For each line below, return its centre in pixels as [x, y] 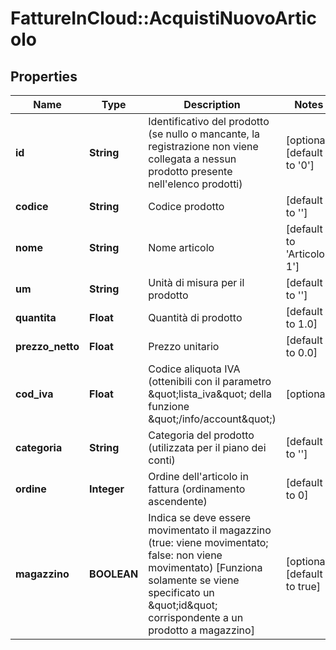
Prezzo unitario [184, 346]
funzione [169, 406]
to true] [303, 586]
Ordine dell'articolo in [198, 476]
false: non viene [185, 555]
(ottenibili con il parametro [210, 381]
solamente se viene [194, 580]
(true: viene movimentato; [208, 542]
